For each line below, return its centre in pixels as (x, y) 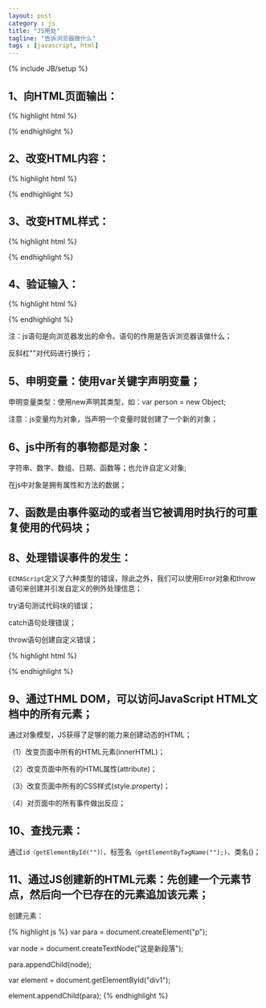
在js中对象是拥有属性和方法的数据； (68, 485)
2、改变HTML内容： (59, 159)
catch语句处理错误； (42, 623)
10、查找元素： (46, 831)
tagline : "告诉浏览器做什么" (52, 38)
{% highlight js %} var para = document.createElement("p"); (108, 932)
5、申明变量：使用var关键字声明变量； (104, 381)
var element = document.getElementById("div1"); (90, 980)
